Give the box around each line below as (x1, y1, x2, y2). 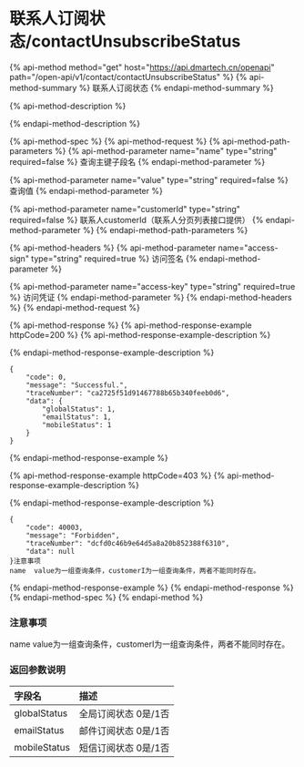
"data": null (25, 547, 76, 556)
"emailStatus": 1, (42, 412, 112, 422)
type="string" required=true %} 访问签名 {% (31, 252, 198, 264)
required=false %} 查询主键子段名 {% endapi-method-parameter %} (9, 156, 266, 167)
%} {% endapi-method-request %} (9, 302, 141, 312)
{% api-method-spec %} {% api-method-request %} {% (9, 136, 221, 147)
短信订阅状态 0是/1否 (78, 741, 170, 754)
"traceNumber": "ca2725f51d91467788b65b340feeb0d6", (25, 388, 230, 397)
